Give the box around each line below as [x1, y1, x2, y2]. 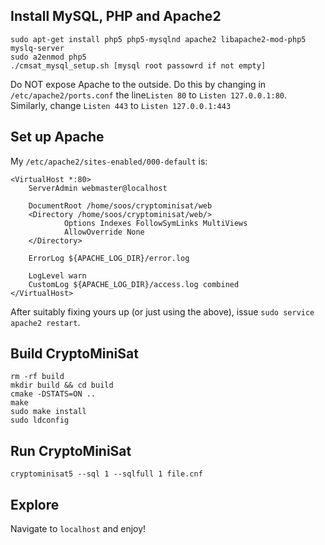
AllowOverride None [63, 227, 145, 237]
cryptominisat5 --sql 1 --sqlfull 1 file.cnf [10, 469, 203, 479]
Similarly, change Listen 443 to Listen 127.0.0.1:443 [10, 99, 232, 111]
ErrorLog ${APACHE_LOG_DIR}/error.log [28, 253, 190, 263]
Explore [10, 496, 60, 513]
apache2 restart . [10, 316, 81, 328]
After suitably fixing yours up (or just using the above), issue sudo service [10, 305, 315, 318]
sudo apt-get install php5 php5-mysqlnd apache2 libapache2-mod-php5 [10, 34, 307, 44]
